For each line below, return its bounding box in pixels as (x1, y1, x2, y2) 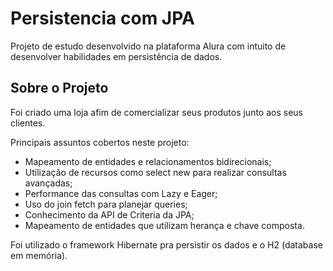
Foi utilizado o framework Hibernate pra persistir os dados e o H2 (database (10, 238, 323, 251)
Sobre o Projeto (10, 80, 109, 97)
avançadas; (24, 177, 73, 189)
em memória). (10, 249, 68, 261)
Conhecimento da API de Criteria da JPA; (24, 208, 195, 221)
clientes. (10, 117, 46, 129)
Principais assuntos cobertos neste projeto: (10, 136, 190, 148)
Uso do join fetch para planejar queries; (24, 198, 188, 210)
